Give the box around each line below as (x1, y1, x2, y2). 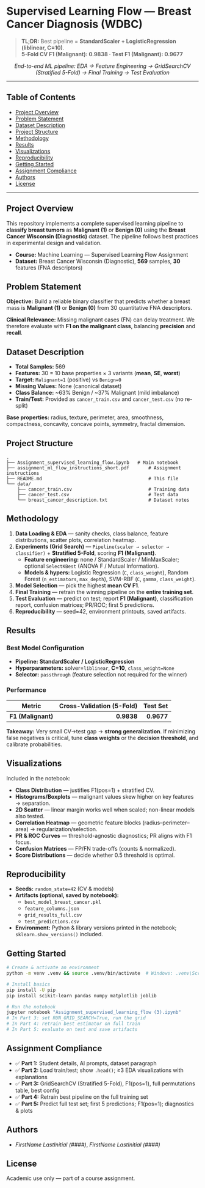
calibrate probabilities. (6, 741, 62, 748)
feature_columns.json (24, 906, 79, 912)
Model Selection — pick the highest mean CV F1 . (15, 582, 140, 589)
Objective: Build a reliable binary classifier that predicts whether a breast (6, 298, 190, 305)
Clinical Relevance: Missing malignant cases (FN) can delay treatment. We (6, 316, 195, 323)
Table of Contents (6, 92, 76, 103)
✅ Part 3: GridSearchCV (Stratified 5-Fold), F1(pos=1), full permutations (15, 1080, 195, 1087)
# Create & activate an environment (6, 964, 99, 971)
